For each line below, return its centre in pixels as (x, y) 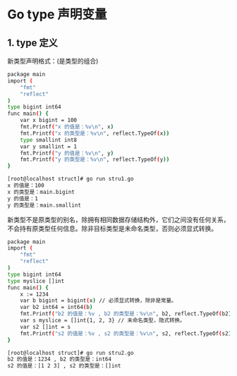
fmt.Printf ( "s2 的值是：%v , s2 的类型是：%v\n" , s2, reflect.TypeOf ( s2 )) (127, 333)
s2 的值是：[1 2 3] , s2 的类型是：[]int (64, 366)
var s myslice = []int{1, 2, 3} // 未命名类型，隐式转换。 (103, 320)
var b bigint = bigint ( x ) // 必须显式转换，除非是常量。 (98, 301)
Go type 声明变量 (57, 14)
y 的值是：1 (23, 198)
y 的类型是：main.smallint (44, 205)
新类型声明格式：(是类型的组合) (53, 61)
